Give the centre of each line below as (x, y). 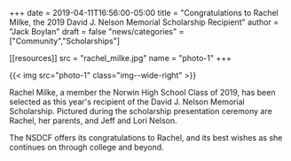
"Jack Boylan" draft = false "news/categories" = (97, 31)
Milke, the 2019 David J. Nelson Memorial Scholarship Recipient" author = (144, 22)
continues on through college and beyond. (87, 147)
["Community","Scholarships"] (65, 41)
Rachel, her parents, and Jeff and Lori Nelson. (93, 120)
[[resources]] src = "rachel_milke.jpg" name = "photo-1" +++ (121, 58)
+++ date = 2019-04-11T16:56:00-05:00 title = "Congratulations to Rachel (144, 13)
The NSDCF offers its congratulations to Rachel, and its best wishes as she (146, 138)
